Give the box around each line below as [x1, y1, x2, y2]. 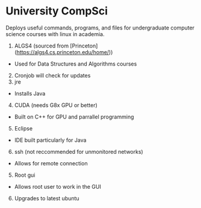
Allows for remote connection [14, 159, 88, 167]
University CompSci [5, 4, 108, 18]
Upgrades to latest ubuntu [14, 194, 79, 202]
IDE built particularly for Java [14, 136, 87, 144]
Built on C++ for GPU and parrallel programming [14, 113, 134, 120]
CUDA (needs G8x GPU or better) [14, 101, 97, 109]
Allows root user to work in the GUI [14, 183, 102, 190]
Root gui [14, 171, 36, 179]
